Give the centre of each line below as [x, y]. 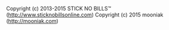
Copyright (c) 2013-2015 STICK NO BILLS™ [59, 9]
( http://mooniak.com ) [32, 21]
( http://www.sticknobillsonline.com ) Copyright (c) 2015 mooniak [85, 15]
